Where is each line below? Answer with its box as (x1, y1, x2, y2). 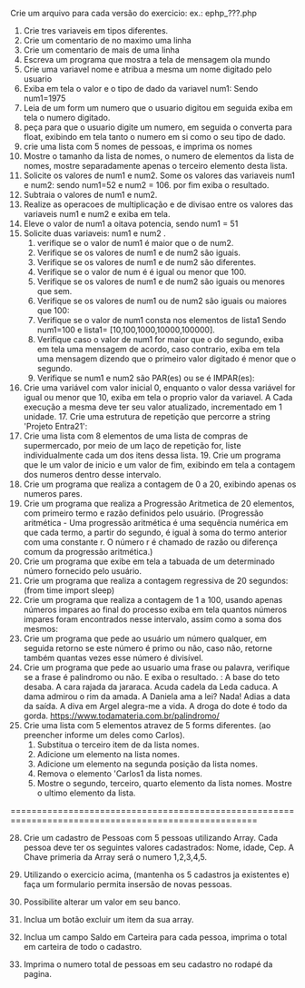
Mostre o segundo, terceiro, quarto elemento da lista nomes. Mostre (36, 778, 293, 788)
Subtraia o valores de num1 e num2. (23, 190, 158, 200)
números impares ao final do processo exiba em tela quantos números (23, 604, 288, 615)
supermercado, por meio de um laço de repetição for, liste (23, 440, 241, 450)
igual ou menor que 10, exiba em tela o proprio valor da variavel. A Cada (23, 392, 293, 402)
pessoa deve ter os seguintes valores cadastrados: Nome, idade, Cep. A (23, 842, 294, 853)
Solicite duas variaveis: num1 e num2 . (23, 228, 166, 239)
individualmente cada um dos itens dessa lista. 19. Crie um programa (23, 450, 281, 460)
